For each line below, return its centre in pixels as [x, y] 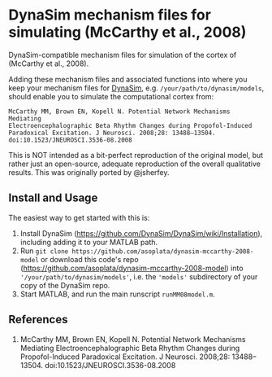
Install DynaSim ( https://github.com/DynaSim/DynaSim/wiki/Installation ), [141, 233]
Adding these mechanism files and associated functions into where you [128, 79]
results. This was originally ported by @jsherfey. [89, 172]
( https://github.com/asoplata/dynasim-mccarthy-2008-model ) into [132, 268]
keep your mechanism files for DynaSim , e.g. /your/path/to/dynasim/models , [136, 88]
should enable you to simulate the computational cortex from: [111, 96]
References [38, 320]
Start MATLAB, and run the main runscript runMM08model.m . [117, 294]
